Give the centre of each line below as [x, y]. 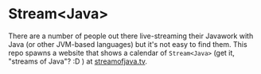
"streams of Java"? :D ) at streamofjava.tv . [78, 61]
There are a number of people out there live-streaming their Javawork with [131, 36]
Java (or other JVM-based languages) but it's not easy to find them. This [128, 44]
